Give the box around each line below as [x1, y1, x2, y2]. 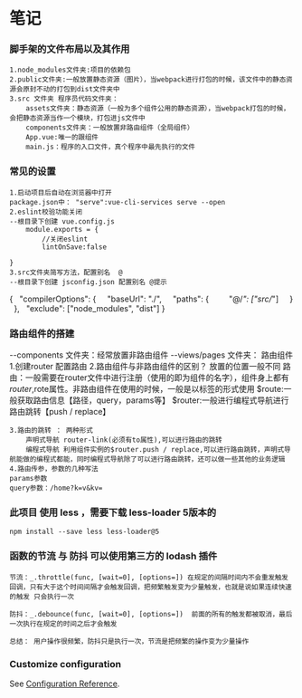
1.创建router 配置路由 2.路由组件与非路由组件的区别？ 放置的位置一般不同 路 [9, 361, 291, 372]
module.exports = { [25, 225, 99, 234]
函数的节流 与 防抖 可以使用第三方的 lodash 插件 [9, 550, 218, 562]
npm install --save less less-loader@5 [9, 527, 160, 537]
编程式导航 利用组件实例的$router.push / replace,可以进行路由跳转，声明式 [25, 445, 285, 454]
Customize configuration [9, 657, 122, 670]
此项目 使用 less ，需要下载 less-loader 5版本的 [9, 506, 217, 519]
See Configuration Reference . [9, 678, 120, 689]
